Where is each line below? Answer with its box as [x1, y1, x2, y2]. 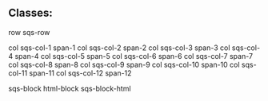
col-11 [8, 68, 28, 78]
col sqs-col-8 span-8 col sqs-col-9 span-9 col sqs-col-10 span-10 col [8, 60, 240, 69]
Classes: [8, 6, 54, 20]
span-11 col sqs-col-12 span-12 [29, 68, 132, 78]
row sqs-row [8, 27, 50, 37]
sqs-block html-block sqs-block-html [8, 84, 131, 93]
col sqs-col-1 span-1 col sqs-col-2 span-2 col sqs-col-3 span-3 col [8, 43, 230, 52]
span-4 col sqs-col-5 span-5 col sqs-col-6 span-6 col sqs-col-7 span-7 [14, 51, 254, 60]
